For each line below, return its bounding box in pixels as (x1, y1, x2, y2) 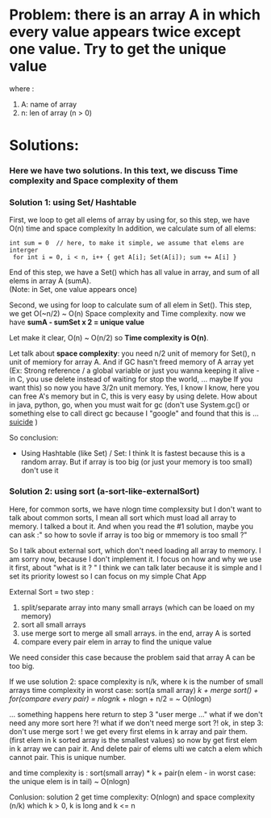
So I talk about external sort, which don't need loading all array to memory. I (9, 545, 261, 555)
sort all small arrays (20, 620, 86, 629)
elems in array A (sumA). (9, 276, 92, 286)
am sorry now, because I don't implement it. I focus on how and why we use (9, 554, 262, 564)
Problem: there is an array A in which (9, 6, 261, 24)
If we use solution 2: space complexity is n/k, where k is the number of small (9, 676, 264, 687)
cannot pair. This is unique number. (9, 752, 127, 762)
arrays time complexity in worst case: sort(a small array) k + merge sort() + (9, 685, 259, 695)
